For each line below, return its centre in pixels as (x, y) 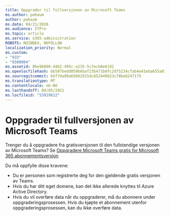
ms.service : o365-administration (40, 39)
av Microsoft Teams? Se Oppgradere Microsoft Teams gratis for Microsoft (82, 150)
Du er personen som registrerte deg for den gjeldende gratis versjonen (86, 175)
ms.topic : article (25, 34)
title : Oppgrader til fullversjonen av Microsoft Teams (65, 10)
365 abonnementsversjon (32, 156)
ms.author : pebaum (25, 15)
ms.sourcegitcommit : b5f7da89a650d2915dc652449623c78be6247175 (73, 76)
